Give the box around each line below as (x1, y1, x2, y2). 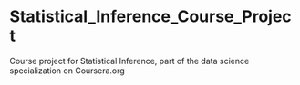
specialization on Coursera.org (9, 65, 125, 76)
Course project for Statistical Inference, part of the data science (9, 55, 250, 66)
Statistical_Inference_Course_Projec (9, 6, 292, 27)
